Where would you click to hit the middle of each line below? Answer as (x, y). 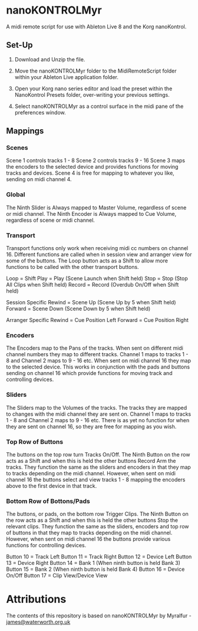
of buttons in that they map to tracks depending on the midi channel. (89, 533)
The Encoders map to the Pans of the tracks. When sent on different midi (95, 348)
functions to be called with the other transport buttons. (73, 267)
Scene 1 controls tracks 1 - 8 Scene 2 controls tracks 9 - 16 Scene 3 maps (96, 160)
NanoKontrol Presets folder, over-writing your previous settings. (92, 94)
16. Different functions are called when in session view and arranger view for (99, 255)
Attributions (36, 599)
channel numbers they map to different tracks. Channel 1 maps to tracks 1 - (97, 354)
